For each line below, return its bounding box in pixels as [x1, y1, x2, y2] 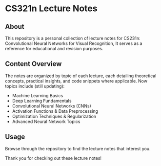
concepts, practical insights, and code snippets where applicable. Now [5, 78, 148, 83]
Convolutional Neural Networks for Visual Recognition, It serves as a [5, 41, 142, 46]
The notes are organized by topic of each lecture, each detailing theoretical [5, 73, 157, 79]
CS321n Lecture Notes [5, 3, 98, 14]
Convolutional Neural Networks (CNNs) [12, 103, 91, 109]
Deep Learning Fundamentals [12, 98, 72, 104]
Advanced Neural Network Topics [12, 118, 80, 124]
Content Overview [5, 60, 62, 68]
